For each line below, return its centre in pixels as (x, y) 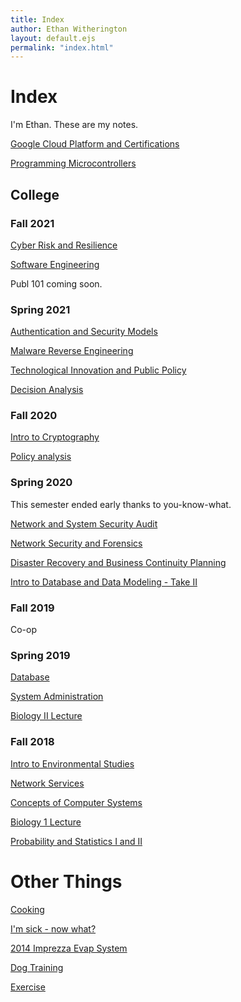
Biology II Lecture (46, 716)
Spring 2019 (40, 655)
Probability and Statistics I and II (76, 841)
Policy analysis (41, 457)
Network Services (47, 783)
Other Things (66, 881)
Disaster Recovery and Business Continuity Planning (118, 562)
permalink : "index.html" (62, 47)
